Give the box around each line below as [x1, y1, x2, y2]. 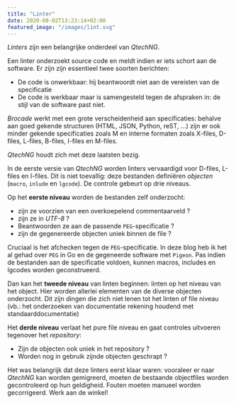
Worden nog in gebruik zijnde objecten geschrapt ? [17, 352, 168, 361]
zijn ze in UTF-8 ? [17, 214, 69, 223]
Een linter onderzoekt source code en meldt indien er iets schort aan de [7, 57, 217, 65]
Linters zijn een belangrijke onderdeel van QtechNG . [7, 43, 160, 52]
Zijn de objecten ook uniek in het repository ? [17, 344, 150, 353]
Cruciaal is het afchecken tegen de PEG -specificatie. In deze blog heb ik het [7, 243, 227, 252]
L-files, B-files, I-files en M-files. [23, 137, 118, 145]
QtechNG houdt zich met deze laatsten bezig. [7, 150, 140, 159]
